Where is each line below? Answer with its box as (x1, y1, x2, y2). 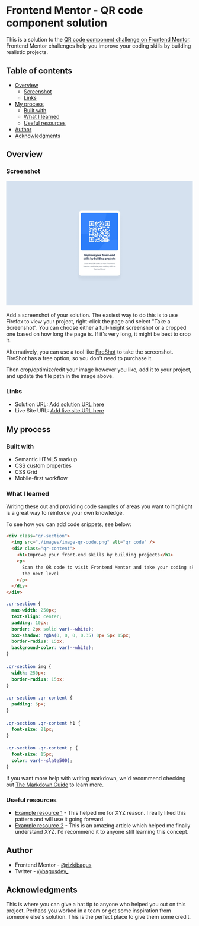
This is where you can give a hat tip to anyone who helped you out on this (6, 900, 186, 908)
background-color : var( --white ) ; (11, 645, 94, 651)
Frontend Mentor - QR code (6, 4, 143, 17)
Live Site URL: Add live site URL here (14, 407, 105, 414)
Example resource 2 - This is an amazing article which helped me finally (14, 822, 191, 829)
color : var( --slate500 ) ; (11, 758, 73, 764)
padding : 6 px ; (11, 701, 46, 707)
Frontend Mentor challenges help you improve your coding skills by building (6, 42, 191, 49)
